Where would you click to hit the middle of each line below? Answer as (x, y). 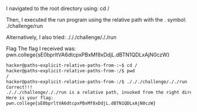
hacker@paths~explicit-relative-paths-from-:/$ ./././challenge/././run (97, 82)
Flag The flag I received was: (41, 48)
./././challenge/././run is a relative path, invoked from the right (93, 93)
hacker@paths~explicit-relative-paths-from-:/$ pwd (70, 71)
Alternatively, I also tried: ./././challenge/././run (61, 37)
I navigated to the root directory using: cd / (58, 8)
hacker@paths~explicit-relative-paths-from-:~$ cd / (72, 65)
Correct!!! (19, 87)
